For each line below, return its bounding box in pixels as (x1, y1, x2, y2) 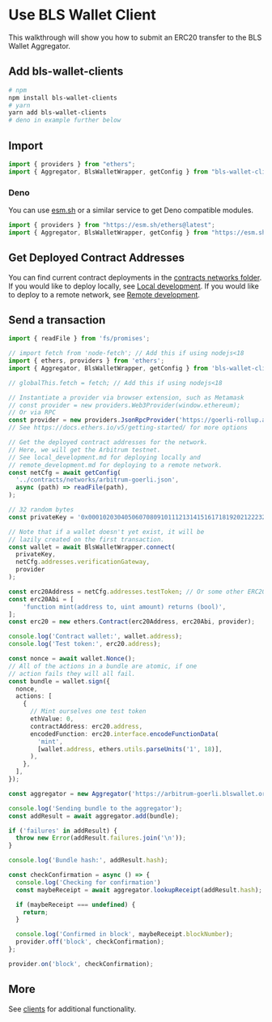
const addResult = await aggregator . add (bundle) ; (8, 812, 180, 820)
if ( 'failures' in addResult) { (8, 827, 117, 835)
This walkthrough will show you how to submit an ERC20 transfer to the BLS (8, 32, 262, 42)
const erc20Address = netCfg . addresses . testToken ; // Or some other (8, 588, 244, 596)
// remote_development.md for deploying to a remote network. (8, 460, 223, 469)
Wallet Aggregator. (8, 41, 71, 50)
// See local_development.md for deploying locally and (8, 453, 201, 461)
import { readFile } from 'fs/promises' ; (8, 335, 151, 343)
